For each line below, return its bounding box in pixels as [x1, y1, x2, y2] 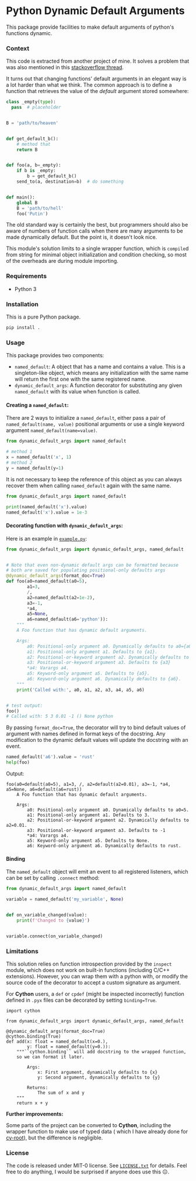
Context [6, 44, 30, 52]
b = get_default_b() [27, 173, 77, 179]
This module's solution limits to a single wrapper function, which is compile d [6, 245, 189, 252]
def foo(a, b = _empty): [6, 162, 61, 168]
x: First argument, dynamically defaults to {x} [37, 1069, 158, 1075]
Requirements [6, 272, 47, 280]
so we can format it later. [16, 1054, 85, 1060]
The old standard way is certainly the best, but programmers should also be [6, 221, 188, 228]
